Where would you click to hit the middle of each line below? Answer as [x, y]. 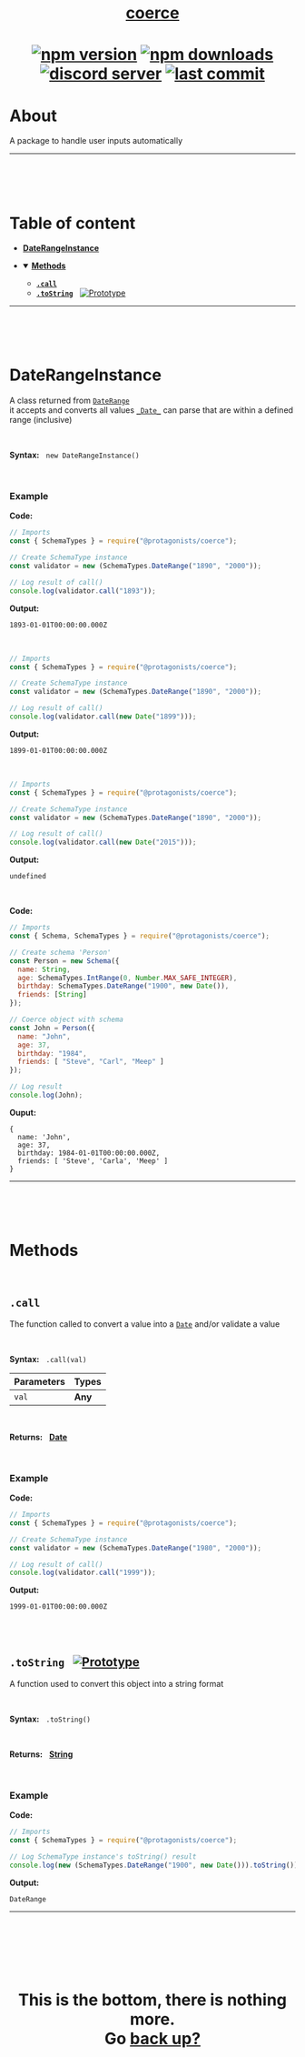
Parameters [39, 1381]
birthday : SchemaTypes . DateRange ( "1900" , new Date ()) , [123, 986]
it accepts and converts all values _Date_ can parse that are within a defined [151, 410]
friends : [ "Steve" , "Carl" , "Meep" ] [91, 1062]
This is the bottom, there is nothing [152, 2000]
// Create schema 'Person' [60, 952]
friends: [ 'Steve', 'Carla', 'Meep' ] [93, 1161]
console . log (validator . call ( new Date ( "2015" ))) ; [103, 843]
